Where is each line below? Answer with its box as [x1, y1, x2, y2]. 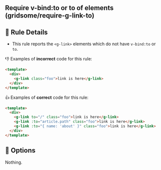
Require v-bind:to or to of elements [5, 4, 114, 12]
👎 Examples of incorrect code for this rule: [5, 56, 92, 62]
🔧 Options [5, 146, 36, 155]
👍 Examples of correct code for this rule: [5, 94, 89, 100]
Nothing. [5, 159, 23, 165]
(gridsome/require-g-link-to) [5, 12, 95, 20]
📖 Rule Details [5, 28, 48, 36]
